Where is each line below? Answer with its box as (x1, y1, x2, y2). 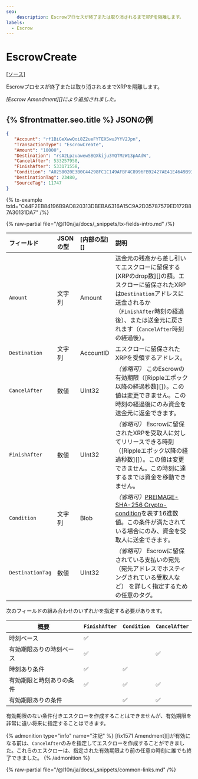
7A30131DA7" (6, 209, 39, 216)
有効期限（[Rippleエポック (115, 373, 189, 382)
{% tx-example (6, 196, 42, 203)
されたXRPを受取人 (115, 429, 169, 437)
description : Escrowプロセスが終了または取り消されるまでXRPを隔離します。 (16, 14, 184, 20)
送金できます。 (133, 535, 174, 544)
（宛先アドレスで (115, 564, 163, 573)
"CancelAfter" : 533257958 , (14, 158, 81, 164)
